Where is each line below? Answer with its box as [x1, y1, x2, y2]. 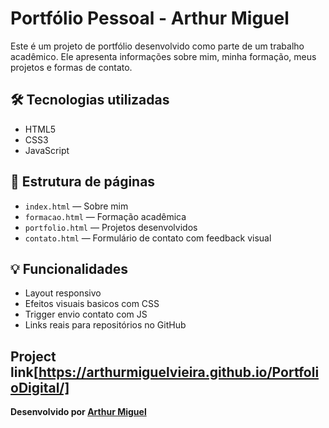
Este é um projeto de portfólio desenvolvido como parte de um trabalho [10, 40, 305, 52]
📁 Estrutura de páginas [10, 173, 156, 191]
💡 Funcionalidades [10, 260, 128, 277]
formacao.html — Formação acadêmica [24, 210, 187, 222]
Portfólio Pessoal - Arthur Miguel [10, 7, 290, 30]
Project [10, 348, 57, 365]
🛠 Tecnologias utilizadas [10, 92, 170, 109]
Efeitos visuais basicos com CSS [24, 298, 160, 310]
